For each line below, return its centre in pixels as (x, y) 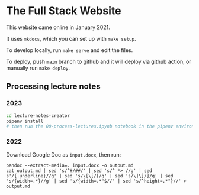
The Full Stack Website (64, 11)
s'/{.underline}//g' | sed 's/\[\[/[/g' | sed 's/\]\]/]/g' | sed (90, 175)
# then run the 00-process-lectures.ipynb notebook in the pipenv (90, 126)
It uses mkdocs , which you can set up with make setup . (71, 38)
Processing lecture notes (53, 87)
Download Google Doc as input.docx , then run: (64, 154)
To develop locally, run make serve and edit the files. (70, 50)
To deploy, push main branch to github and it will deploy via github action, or (99, 61)
